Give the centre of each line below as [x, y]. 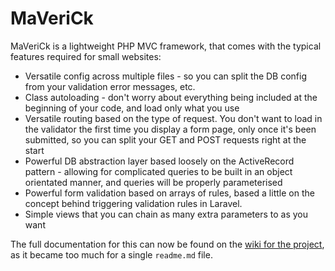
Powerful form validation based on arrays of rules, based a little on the [169, 193]
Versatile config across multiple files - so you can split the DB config [166, 76]
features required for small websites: [86, 56]
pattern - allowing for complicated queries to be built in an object [158, 171]
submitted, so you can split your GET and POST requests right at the [165, 139]
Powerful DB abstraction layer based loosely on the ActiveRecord [159, 161]
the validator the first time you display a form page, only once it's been [170, 129]
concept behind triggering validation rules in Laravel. [133, 203]
